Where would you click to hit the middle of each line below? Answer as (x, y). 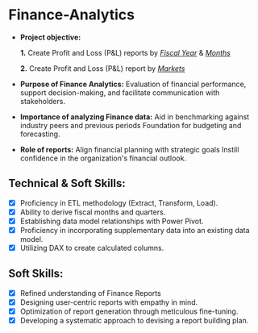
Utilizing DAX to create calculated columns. (92, 248)
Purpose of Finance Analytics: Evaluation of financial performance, (133, 84)
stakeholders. (43, 101)
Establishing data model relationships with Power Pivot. (112, 221)
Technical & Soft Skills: (67, 183)
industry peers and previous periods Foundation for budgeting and (131, 125)
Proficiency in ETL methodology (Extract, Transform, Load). (119, 202)
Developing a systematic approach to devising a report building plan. (134, 321)
